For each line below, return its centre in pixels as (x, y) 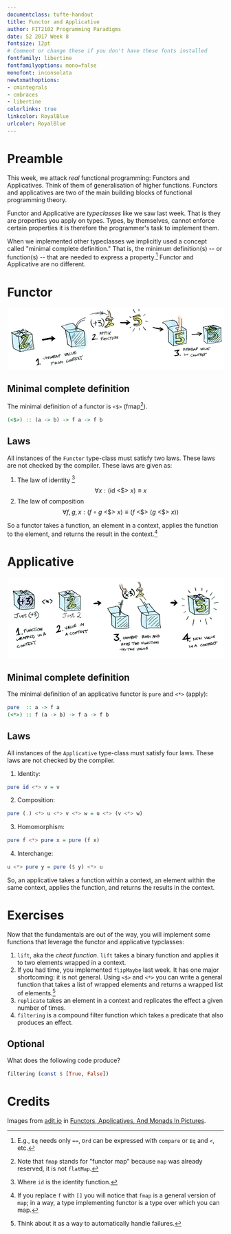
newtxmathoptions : (33, 80)
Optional (26, 1044)
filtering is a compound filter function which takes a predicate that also (120, 1015)
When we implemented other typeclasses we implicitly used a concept (107, 241)
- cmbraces (23, 94)
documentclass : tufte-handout (51, 14)
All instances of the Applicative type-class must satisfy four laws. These (111, 753)
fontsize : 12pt (29, 44)
